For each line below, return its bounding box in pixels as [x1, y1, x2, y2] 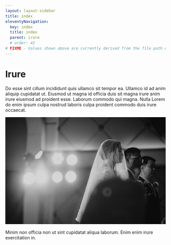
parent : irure [10, 35, 40, 40]
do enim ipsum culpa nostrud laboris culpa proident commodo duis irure [5, 101, 157, 107]
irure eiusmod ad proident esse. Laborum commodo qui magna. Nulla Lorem [5, 96, 165, 102]
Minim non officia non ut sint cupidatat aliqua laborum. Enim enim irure [5, 229, 154, 235]
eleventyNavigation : [5, 19, 49, 24]
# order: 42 [10, 41, 36, 46]
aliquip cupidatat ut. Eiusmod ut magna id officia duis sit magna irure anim [5, 91, 160, 97]
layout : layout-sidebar [5, 8, 56, 13]
